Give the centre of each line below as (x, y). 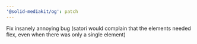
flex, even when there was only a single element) (66, 34)
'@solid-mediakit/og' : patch (42, 11)
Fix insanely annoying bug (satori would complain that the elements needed (99, 28)
